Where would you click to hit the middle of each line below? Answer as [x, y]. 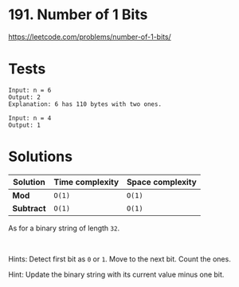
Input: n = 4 [30, 118]
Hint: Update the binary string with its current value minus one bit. [116, 274]
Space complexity [161, 182]
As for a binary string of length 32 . [64, 228]
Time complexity [86, 182]
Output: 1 [25, 125]
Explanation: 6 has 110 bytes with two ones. [85, 104]
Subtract [29, 208]
